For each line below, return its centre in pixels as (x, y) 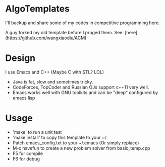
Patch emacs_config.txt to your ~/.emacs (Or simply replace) (76, 143)
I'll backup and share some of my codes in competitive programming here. (82, 23)
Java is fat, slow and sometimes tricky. (53, 81)
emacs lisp (24, 98)
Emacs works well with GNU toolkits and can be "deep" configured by (85, 92)
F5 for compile (27, 153)
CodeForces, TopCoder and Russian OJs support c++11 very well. (81, 87)
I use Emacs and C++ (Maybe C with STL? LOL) (55, 72)
